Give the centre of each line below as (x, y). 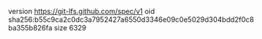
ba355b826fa (30, 28)
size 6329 (70, 28)
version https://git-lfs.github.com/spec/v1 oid (82, 11)
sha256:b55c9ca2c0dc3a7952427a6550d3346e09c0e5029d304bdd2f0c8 (131, 19)
